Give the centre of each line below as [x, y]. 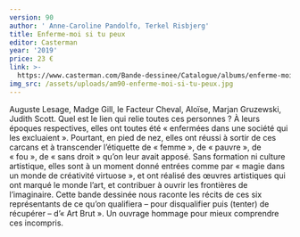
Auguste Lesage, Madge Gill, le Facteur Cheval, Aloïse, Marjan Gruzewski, [146, 109]
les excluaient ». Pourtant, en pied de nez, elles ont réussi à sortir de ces [143, 137]
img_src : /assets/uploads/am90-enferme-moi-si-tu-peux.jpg [121, 84]
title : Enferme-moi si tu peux [67, 34]
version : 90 [31, 17]
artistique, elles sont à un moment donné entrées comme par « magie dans [147, 166]
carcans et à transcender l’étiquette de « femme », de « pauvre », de [135, 147]
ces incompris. [37, 223]
